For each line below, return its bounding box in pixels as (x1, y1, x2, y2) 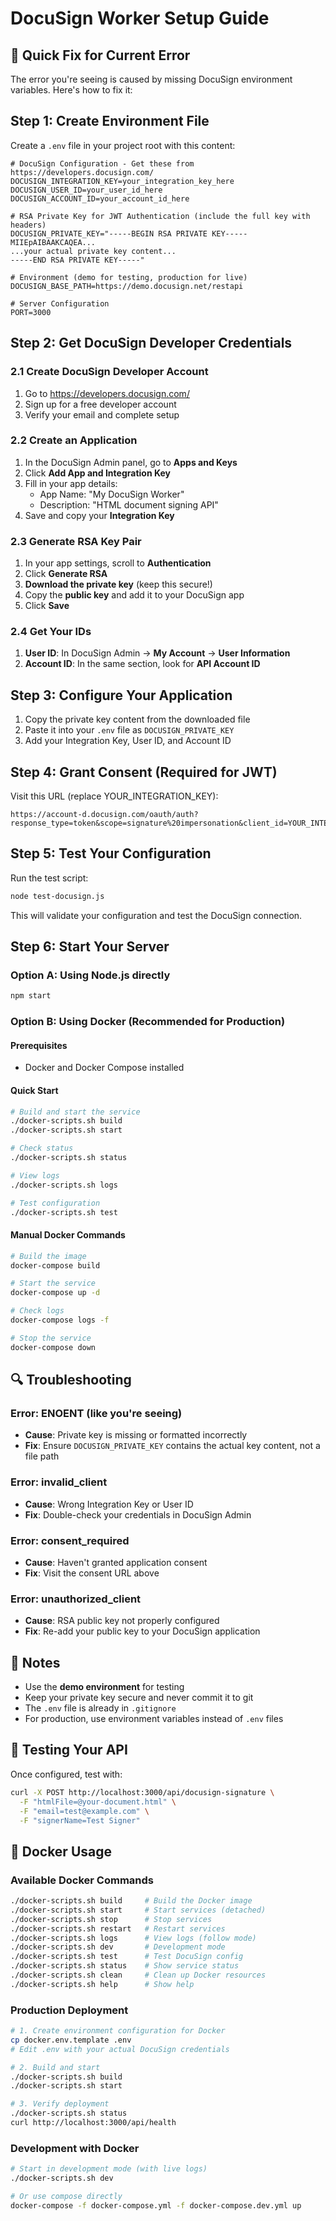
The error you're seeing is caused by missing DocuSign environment (10, 73, 293, 85)
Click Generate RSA (24, 568, 108, 580)
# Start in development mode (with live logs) (10, 2164, 208, 2174)
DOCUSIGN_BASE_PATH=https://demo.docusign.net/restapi (10, 281, 244, 291)
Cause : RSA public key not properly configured (24, 1615, 220, 1627)
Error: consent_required (10, 1533, 130, 1547)
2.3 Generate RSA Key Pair (10, 534, 142, 548)
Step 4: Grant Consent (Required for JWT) (10, 763, 278, 781)
